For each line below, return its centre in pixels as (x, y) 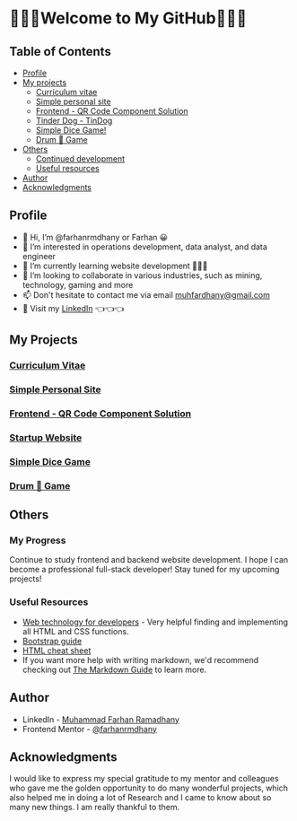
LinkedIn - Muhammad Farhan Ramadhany (100, 719)
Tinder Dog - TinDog (74, 121)
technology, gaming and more (78, 284)
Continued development (80, 159)
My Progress (38, 540)
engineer (39, 256)
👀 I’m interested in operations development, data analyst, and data (144, 247)
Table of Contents (61, 52)
